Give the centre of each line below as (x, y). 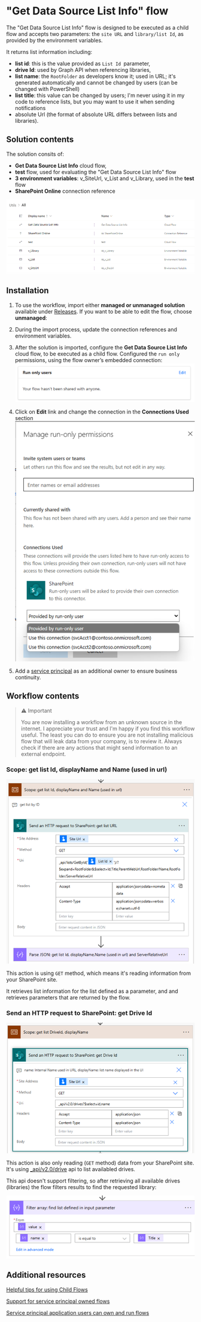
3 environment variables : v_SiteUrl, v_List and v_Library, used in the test (104, 178)
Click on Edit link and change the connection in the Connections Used (102, 412)
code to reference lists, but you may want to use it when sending (95, 101)
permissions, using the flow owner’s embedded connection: (89, 360)
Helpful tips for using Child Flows (47, 1289)
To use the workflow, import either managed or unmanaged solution (100, 305)
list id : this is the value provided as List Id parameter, (83, 63)
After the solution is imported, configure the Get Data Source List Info (101, 347)
